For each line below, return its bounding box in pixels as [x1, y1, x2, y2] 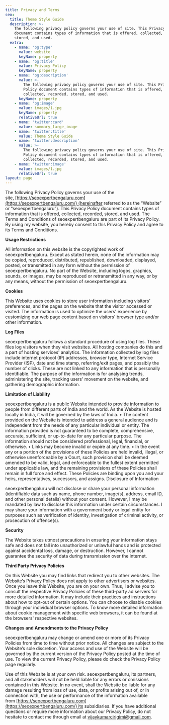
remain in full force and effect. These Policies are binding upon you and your [5, 471, 164, 477]
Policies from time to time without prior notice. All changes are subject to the [5, 640, 164, 646]
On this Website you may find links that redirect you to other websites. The [5, 573, 160, 579]
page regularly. [5, 662, 37, 668]
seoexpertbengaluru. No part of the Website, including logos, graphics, [5, 267, 152, 274]
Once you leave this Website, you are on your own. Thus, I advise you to [5, 583, 155, 589]
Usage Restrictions [5, 237, 46, 243]
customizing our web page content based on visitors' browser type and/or [5, 314, 159, 320]
